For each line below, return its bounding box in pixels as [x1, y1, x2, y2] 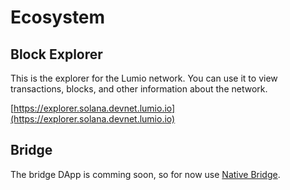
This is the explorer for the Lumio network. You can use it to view [10, 72, 278, 84]
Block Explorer [10, 46, 103, 63]
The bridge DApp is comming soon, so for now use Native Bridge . [10, 168, 281, 180]
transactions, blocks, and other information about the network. [10, 83, 268, 95]
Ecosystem [10, 6, 106, 29]
